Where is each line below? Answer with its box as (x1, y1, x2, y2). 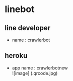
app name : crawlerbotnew (12, 64, 68, 71)
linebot (5, 4, 35, 15)
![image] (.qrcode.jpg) (12, 70, 58, 76)
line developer (5, 24, 51, 32)
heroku (5, 51, 28, 60)
